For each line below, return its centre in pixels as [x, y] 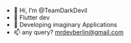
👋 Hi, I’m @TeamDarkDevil [50, 10]
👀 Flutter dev [31, 17]
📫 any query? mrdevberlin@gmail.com [69, 32]
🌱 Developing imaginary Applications [65, 25]
